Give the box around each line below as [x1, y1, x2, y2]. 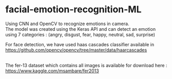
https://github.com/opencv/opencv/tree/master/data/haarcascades [5, 47, 147, 53]
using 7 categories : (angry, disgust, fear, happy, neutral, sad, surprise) [5, 31, 156, 37]
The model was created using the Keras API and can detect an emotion [5, 26, 156, 32]
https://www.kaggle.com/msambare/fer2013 [5, 68, 99, 74]
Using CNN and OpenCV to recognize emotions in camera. [5, 21, 129, 27]
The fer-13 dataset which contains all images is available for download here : [5, 62, 167, 68]
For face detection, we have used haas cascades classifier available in [5, 41, 155, 47]
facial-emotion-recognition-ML [5, 4, 142, 15]
